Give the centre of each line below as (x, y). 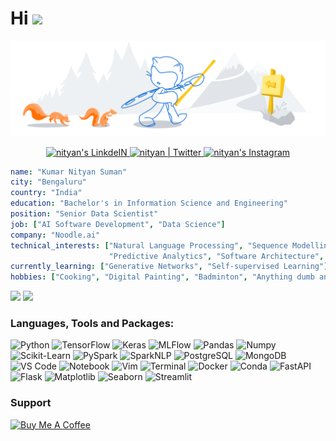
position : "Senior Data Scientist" (84, 214)
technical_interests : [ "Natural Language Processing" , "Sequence (149, 245)
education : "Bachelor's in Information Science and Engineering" (149, 203)
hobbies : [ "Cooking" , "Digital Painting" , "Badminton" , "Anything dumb (162, 277)
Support (31, 403)
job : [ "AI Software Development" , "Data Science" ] (118, 224)
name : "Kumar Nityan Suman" (69, 172)
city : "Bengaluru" (48, 182)
